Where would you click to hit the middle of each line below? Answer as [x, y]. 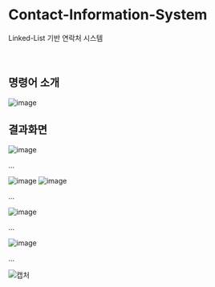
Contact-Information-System [108, 15]
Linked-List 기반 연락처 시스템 [56, 38]
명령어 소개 [34, 83]
